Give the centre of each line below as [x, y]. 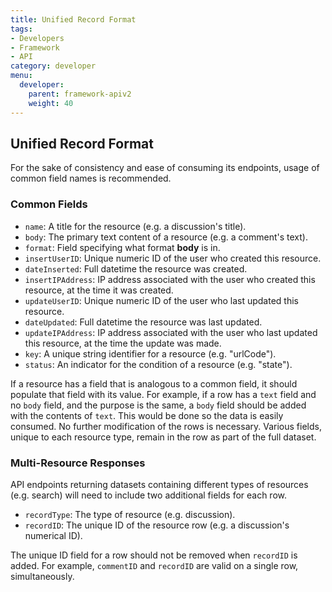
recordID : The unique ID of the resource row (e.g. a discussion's [157, 525]
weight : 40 [51, 103]
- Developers [37, 38]
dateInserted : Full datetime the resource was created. [136, 268]
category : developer [53, 66]
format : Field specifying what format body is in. [122, 247]
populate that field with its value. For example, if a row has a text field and [163, 394]
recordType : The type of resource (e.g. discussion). [130, 514]
